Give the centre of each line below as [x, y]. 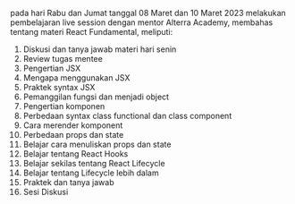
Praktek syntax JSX [59, 87]
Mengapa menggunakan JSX [76, 78]
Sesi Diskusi [46, 192]
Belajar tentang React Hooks [76, 154]
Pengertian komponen [64, 106]
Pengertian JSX [52, 68]
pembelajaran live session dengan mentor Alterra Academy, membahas [142, 22]
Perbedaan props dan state [73, 135]
